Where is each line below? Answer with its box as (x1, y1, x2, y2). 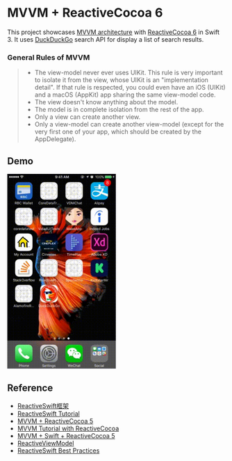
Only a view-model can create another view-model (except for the (34, 120, 224, 129)
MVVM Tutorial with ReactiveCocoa (17, 424, 119, 432)
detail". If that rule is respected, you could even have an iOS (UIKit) (34, 83, 226, 92)
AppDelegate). (34, 135, 76, 143)
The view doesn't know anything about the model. (34, 98, 179, 106)
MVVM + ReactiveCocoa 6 (7, 5, 163, 21)
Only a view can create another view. (34, 113, 141, 121)
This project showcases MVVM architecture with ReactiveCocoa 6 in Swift (7, 28, 220, 36)
